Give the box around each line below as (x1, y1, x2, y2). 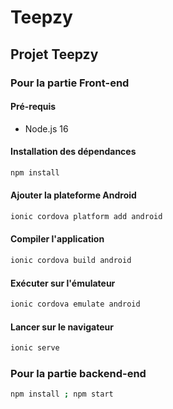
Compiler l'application (10, 233, 105, 245)
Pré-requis (10, 101, 57, 113)
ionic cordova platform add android (10, 211, 163, 221)
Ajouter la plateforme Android (10, 189, 137, 201)
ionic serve (10, 343, 60, 353)
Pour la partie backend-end (10, 367, 147, 381)
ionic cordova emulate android (10, 299, 141, 310)
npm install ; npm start (10, 389, 114, 400)
